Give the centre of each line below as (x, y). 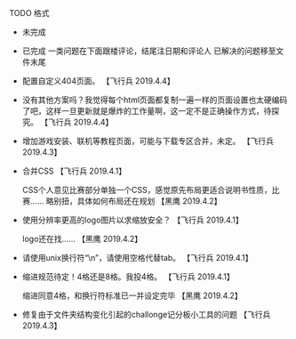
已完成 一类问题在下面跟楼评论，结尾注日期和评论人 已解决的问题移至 (149, 51)
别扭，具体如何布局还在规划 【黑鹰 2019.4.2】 (137, 201)
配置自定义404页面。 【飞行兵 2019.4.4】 (98, 81)
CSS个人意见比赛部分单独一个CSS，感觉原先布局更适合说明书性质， (147, 190)
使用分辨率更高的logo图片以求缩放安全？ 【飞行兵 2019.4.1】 (132, 220)
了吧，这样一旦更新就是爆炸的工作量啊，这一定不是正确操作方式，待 (147, 111)
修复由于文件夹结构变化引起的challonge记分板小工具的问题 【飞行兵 (146, 315)
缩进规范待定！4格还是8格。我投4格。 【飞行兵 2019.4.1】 (128, 277)
